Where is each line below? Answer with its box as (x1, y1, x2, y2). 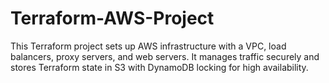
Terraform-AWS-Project (10, 7, 215, 30)
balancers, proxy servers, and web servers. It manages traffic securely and (10, 50, 320, 62)
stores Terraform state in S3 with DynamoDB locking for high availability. (10, 61, 309, 73)
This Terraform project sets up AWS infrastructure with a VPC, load (10, 40, 287, 52)
